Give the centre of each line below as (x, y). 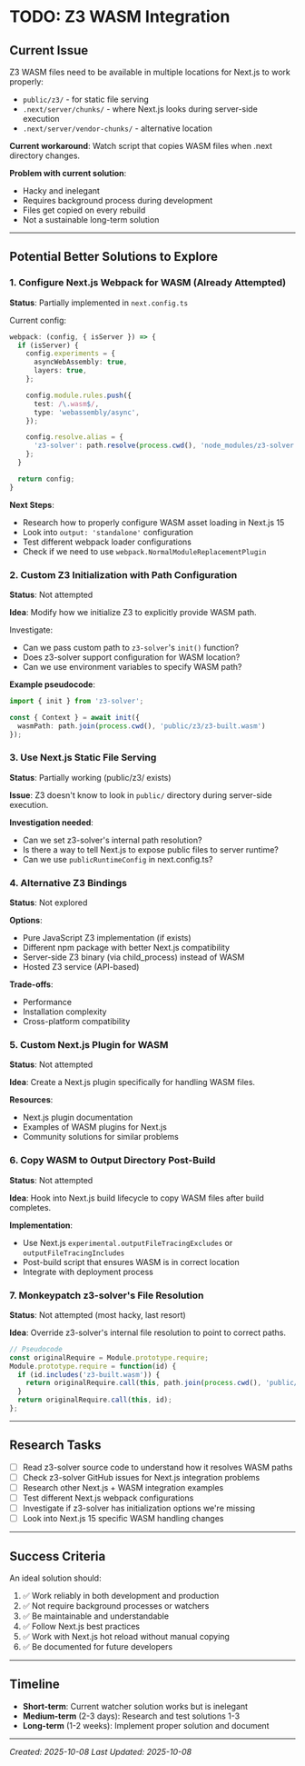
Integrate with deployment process (88, 1272)
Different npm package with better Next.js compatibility (126, 948)
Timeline (35, 1685)
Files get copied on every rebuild (84, 210)
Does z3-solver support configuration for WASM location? (131, 657)
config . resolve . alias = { (75, 437)
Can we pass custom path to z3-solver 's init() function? (130, 647)
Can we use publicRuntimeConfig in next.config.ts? (118, 859)
